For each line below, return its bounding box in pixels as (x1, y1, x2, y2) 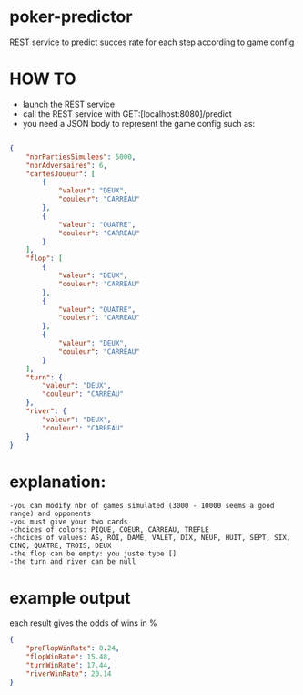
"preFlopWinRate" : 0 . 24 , (25, 644, 120, 653)
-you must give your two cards (9, 517, 128, 526)
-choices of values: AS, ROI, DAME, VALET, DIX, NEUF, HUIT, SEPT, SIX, (9, 534, 291, 543)
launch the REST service (22, 99, 116, 109)
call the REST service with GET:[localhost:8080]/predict (22, 108, 232, 119)
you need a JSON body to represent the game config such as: (22, 118, 256, 129)
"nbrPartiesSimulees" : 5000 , (25, 152, 136, 161)
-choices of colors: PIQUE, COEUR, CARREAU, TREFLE (9, 525, 209, 534)
